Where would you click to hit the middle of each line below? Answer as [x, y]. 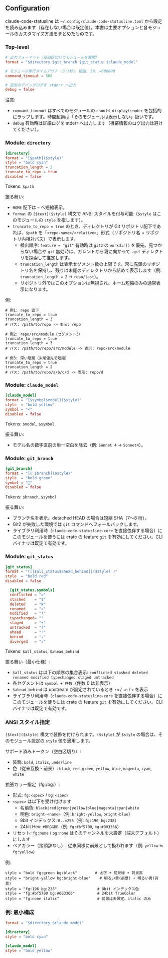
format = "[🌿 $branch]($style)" [39, 473]
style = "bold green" [29, 478]
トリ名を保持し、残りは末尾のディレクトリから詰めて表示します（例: [91, 270]
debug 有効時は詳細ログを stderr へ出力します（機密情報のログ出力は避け [88, 123]
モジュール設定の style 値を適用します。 [51, 741]
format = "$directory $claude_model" [45, 923]
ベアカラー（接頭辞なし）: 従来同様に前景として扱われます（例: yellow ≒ [88, 845]
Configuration [28, 8]
